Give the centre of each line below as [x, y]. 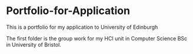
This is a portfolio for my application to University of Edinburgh [82, 27]
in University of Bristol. [34, 45]
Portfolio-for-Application [68, 11]
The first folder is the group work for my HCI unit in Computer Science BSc [97, 38]
